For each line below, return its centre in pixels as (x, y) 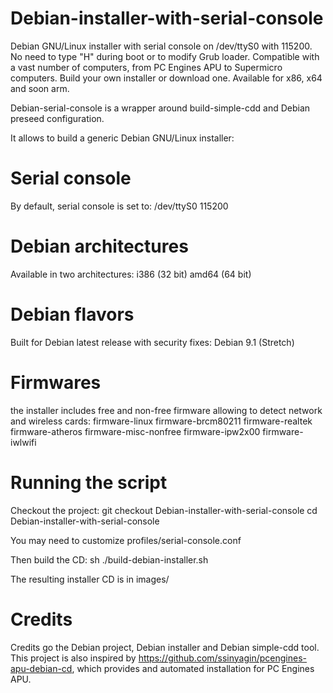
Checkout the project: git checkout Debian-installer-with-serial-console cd (164, 510)
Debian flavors (72, 314)
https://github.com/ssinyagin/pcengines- (223, 658)
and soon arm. (40, 88)
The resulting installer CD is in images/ (90, 579)
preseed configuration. (57, 118)
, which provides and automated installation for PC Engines (193, 668)
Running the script (89, 482)
